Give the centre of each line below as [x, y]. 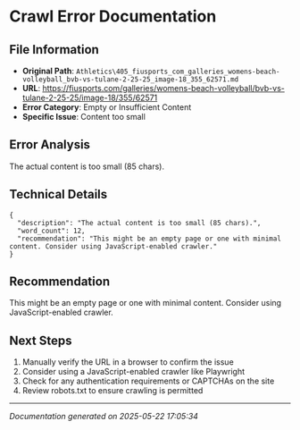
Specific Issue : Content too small [83, 117]
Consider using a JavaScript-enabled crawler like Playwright [133, 372]
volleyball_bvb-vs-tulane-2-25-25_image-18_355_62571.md [130, 80]
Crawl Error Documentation [113, 17]
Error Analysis [50, 145]
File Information [54, 50]
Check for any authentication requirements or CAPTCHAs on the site [148, 381]
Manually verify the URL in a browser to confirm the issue [128, 362]
